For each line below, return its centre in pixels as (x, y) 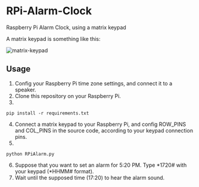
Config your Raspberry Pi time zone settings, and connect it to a (94, 83)
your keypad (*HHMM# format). (54, 171)
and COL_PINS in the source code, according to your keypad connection (104, 130)
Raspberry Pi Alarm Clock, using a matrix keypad (66, 27)
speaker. (25, 90)
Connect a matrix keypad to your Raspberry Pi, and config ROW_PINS (100, 124)
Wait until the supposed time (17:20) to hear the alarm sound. (90, 178)
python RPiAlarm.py (30, 154)
